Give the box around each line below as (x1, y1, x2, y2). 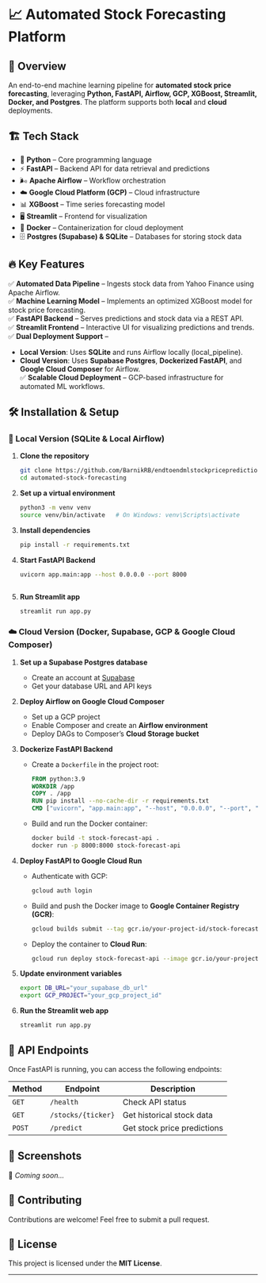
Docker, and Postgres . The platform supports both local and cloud (8, 98, 227, 106)
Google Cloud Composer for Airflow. (19, 364, 141, 373)
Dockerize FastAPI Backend (19, 744, 113, 753)
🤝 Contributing (8, 1193, 82, 1207)
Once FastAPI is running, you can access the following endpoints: (8, 1064, 222, 1073)
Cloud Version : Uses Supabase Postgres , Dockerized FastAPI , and (19, 356, 242, 365)
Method (12, 1083, 43, 1094)
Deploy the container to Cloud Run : (31, 939, 147, 949)
